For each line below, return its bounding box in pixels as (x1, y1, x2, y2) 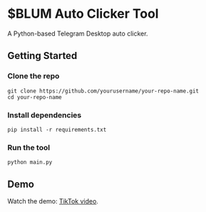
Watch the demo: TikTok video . (7, 197, 98, 206)
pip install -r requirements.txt (7, 126, 107, 133)
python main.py (7, 159, 53, 166)
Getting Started (7, 50, 78, 62)
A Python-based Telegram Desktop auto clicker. (7, 29, 148, 38)
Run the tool (7, 142, 51, 152)
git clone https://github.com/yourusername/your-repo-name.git (7, 88, 200, 95)
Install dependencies (7, 110, 82, 120)
